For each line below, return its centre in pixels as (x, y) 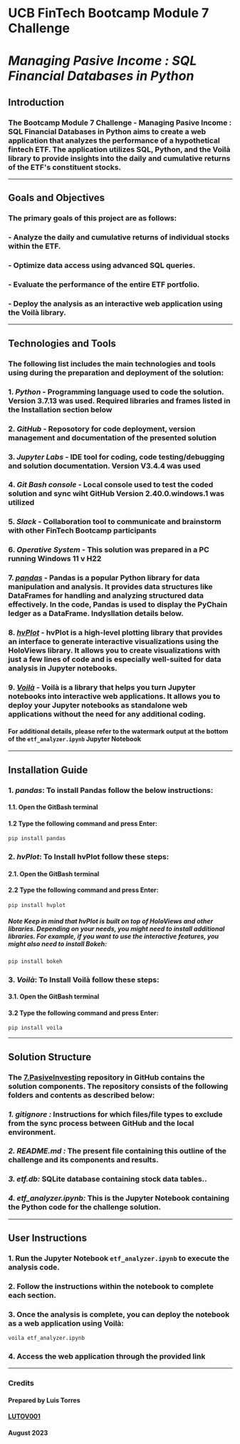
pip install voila (35, 1028)
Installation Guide (48, 770)
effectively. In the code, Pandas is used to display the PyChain (118, 605)
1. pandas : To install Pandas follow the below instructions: (111, 790)
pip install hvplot (37, 905)
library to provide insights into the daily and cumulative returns (119, 158)
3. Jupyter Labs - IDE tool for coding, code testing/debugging (116, 456)
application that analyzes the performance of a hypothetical (114, 140)
